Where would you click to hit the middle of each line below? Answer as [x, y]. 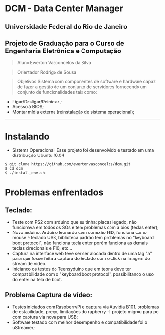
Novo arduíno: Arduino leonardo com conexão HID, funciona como [79, 232]
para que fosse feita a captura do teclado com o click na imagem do [81, 258]
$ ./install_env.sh [25, 173]
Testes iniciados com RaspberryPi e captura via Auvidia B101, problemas [85, 307]
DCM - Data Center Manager [64, 9]
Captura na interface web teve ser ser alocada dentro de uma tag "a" [82, 254]
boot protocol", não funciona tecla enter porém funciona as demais [80, 243]
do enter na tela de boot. [37, 280]
